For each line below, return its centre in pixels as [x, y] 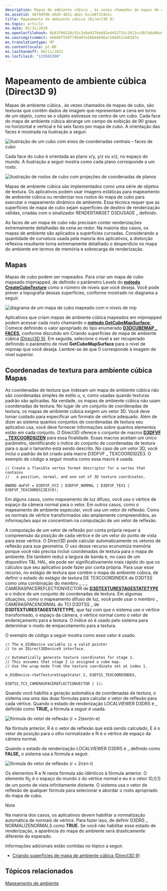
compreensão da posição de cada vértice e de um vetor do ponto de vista [81, 535]
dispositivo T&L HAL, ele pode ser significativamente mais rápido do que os [83, 562]
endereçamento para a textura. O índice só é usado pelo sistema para [77, 620]
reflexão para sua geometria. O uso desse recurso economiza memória [78, 546]
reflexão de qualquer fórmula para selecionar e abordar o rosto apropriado [82, 790]
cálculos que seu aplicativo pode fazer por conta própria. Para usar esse [80, 567]
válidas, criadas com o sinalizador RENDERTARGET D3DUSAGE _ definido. [81, 213]
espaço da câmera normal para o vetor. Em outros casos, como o [72, 504]
